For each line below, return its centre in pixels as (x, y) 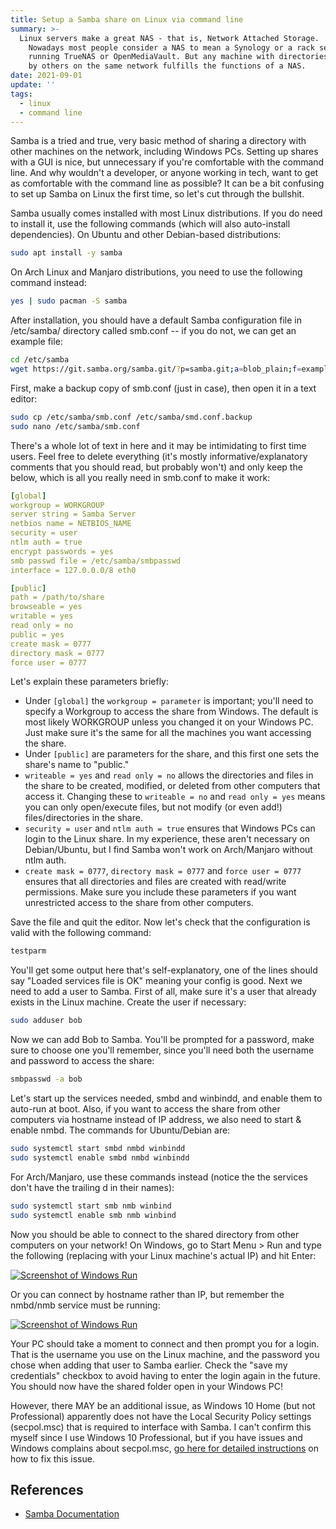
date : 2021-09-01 (46, 76)
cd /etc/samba (40, 360)
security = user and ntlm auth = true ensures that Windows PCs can (170, 828)
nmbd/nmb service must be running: (85, 1305)
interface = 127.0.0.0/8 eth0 (73, 570)
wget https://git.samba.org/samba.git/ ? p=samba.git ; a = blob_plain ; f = (156, 369)
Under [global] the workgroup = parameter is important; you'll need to (169, 701)
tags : (21, 94)
